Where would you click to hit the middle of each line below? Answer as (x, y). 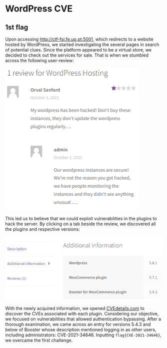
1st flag (17, 27)
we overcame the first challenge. (39, 340)
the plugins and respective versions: (42, 229)
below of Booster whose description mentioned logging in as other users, (81, 329)
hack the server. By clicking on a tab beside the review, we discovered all (80, 224)
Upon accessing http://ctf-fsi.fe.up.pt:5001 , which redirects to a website (79, 39)
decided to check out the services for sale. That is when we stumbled (77, 55)
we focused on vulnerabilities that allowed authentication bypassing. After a (83, 319)
